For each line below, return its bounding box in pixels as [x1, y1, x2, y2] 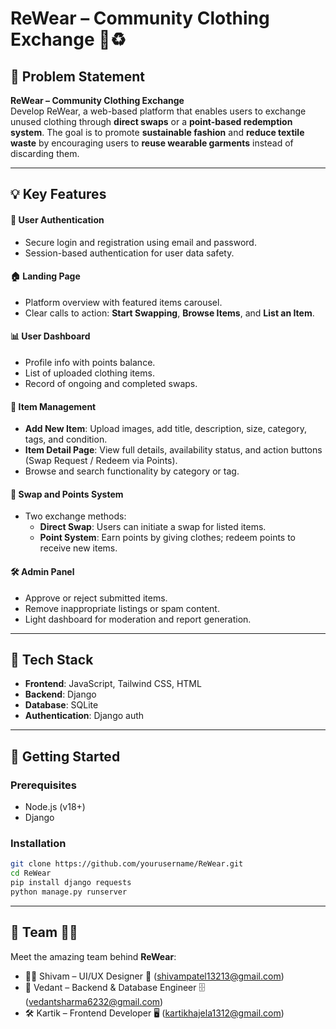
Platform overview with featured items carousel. [24, 296, 223, 308]
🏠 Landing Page [10, 270, 81, 282]
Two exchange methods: [24, 510, 127, 522]
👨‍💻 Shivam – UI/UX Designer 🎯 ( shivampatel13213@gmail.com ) [24, 970, 285, 982]
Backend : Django [24, 688, 97, 701]
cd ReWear [10, 868, 52, 879]
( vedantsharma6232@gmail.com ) [24, 995, 164, 1007]
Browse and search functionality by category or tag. [24, 465, 240, 477]
